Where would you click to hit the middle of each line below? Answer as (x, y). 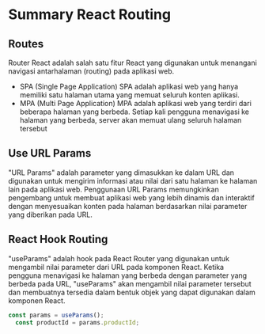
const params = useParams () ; (56, 315)
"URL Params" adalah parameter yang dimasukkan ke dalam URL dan (121, 173)
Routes (26, 44)
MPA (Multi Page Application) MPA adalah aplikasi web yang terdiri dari (135, 103)
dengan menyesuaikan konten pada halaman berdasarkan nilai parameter (128, 206)
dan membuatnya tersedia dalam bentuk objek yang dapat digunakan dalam (132, 292)
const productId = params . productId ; (78, 322)
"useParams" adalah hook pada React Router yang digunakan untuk (119, 258)
